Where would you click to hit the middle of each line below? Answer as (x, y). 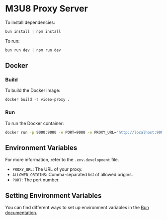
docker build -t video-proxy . (38, 100)
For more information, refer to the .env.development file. (62, 160)
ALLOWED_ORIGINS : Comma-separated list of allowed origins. (73, 175)
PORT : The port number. (36, 180)
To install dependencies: (30, 22)
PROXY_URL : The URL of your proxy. (47, 169)
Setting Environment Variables (53, 195)
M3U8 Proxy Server (46, 9)
